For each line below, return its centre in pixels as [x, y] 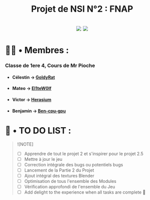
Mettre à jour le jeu [43, 159]
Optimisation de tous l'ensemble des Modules [70, 181]
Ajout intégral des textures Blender [59, 176]
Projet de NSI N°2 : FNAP [82, 9]
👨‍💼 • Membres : [37, 50]
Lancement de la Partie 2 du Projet [59, 170]
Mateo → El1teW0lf [32, 89]
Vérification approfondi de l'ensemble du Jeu [70, 186]
